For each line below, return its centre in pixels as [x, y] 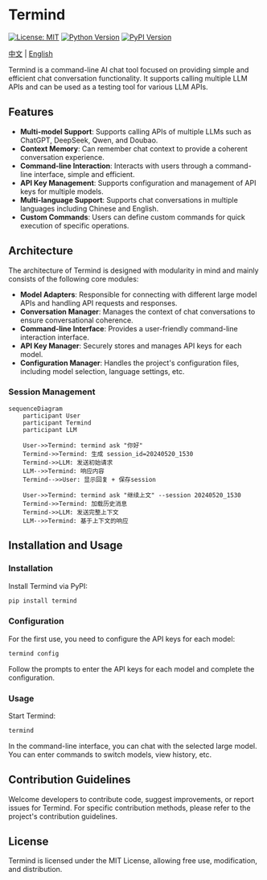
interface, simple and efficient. [84, 174]
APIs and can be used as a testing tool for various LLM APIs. [108, 87]
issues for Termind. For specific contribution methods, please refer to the [129, 808]
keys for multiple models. [62, 191]
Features [31, 112]
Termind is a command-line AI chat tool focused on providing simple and [129, 69]
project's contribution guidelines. [63, 816]
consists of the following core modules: [74, 278]
